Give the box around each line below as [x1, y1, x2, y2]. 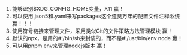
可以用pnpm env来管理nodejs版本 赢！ [11, 42, 108, 49]
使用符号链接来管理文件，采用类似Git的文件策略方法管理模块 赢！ [11, 27, 173, 34]
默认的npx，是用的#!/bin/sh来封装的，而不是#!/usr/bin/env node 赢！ [11, 35, 183, 41]
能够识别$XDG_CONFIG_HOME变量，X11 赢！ [11, 5, 125, 12]
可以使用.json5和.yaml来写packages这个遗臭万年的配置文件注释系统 [11, 12, 180, 20]
